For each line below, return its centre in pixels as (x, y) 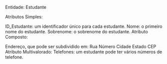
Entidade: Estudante (26, 7)
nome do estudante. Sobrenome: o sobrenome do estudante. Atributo (77, 32)
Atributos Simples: (24, 17)
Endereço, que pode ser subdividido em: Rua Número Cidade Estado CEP (81, 46)
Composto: (17, 37)
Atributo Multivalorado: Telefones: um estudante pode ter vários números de (84, 52)
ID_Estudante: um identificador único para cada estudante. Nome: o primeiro (84, 26)
